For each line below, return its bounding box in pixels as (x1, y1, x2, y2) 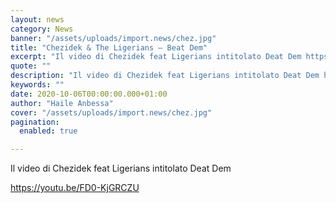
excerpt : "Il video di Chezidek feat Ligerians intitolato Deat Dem (10, 52, 302, 62)
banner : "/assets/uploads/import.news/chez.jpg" (10, 33, 217, 43)
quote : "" (10, 61, 52, 71)
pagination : (10, 117, 60, 127)
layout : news (10, 14, 65, 25)
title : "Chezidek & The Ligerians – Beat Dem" (10, 42, 208, 53)
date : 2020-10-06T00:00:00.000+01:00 (10, 89, 168, 99)
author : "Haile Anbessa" (10, 98, 114, 108)
